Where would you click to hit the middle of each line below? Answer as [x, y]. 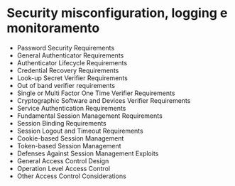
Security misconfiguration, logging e [117, 13]
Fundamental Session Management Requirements [89, 116]
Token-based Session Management [69, 146]
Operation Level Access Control [64, 168]
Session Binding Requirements [62, 123]
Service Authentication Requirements [71, 108]
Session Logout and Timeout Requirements [80, 131]
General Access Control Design [63, 160]
